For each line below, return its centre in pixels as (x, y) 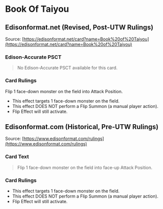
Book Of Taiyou (37, 9)
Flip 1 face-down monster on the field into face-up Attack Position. (85, 167)
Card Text (17, 157)
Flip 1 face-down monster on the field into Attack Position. (64, 91)
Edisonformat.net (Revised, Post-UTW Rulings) (79, 27)
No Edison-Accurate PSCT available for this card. (67, 68)
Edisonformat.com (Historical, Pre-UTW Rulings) (82, 127)
